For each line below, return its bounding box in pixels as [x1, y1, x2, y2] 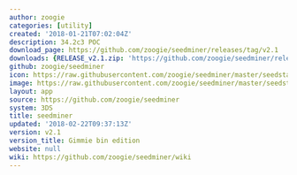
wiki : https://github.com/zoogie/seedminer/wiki [9, 152, 192, 162]
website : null [9, 144, 62, 153]
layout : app [9, 87, 53, 95]
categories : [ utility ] [9, 21, 93, 30]
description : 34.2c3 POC [9, 37, 101, 47]
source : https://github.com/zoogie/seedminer [9, 95, 179, 104]
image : [9, 79, 34, 87]
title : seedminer [9, 111, 73, 120]
